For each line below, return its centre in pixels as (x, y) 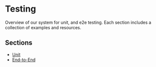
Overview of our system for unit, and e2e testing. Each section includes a (78, 22)
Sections (19, 43)
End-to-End (24, 60)
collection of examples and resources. (43, 27)
